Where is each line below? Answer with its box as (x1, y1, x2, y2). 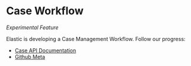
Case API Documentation (14, 46, 77, 54)
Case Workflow (6, 4, 84, 18)
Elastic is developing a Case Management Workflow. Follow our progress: (6, 35, 186, 42)
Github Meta (14, 53, 46, 60)
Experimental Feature (6, 24, 59, 31)
